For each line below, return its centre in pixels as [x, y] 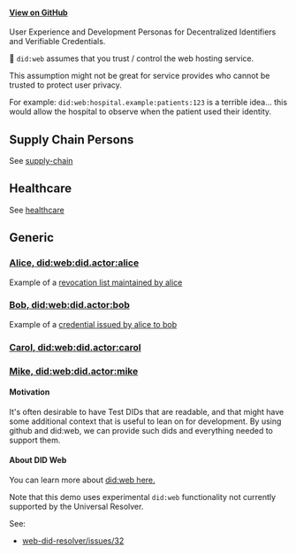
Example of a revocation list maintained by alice [96, 282]
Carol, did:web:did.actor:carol [75, 347]
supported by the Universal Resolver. [76, 507]
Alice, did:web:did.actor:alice [74, 263]
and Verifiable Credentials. [57, 42]
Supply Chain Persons [72, 139]
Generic [32, 238]
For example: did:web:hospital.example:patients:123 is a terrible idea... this [148, 103]
